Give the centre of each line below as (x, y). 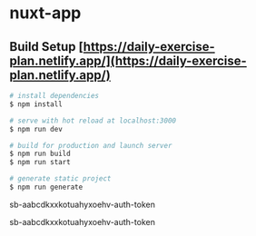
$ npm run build (40, 154)
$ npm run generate (46, 187)
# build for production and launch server (91, 145)
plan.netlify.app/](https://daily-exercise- (128, 60)
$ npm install (36, 104)
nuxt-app (45, 13)
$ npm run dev (36, 129)
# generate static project (60, 179)
